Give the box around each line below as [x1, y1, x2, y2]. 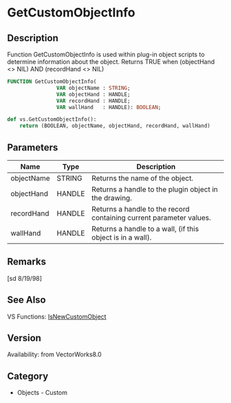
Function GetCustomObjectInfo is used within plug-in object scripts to [7, 50, 205, 58]
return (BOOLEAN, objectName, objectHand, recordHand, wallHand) [19, 122, 211, 130]
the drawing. [91, 193, 133, 203]
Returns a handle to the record [91, 204, 190, 214]
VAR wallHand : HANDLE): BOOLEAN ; [56, 104, 162, 111]
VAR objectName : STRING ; [56, 84, 131, 91]
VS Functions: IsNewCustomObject [7, 312, 107, 321]
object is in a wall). [91, 232, 152, 242]
